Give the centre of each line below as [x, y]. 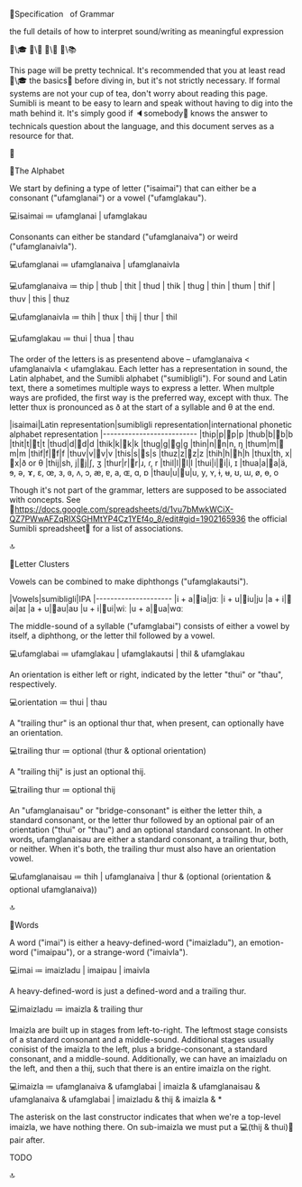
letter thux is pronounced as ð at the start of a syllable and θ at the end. [142, 407]
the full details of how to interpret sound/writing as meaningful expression [146, 31]
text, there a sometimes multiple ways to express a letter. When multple [142, 388]
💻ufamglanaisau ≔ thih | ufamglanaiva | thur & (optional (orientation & [141, 876]
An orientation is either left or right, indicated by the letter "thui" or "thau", [146, 674]
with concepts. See [45, 500]
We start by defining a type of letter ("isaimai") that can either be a [133, 188]
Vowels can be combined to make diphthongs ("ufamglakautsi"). [129, 581]
